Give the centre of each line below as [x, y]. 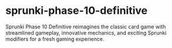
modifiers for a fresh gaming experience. [55, 39]
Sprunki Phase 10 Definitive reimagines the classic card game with [86, 27]
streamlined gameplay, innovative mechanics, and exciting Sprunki [86, 32]
